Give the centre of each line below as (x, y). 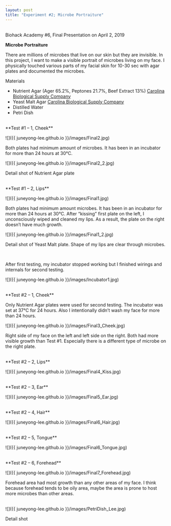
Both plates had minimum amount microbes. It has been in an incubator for (84, 208)
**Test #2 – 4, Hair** (28, 412)
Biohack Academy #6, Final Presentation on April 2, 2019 (65, 35)
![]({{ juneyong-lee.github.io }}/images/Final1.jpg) (57, 198)
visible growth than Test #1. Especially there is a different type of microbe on (86, 341)
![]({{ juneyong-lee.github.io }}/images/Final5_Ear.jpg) (62, 397)
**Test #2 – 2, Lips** (28, 362)
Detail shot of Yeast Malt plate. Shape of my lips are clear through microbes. (86, 244)
